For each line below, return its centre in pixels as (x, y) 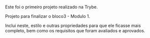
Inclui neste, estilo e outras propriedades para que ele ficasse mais (73, 25)
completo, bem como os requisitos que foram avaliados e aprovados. (75, 31)
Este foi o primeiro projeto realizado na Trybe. (52, 7)
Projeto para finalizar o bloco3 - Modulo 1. (48, 16)
